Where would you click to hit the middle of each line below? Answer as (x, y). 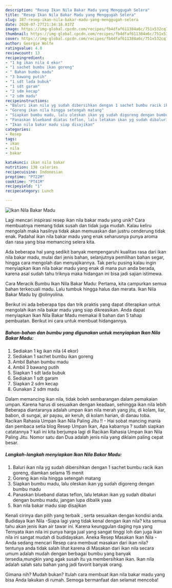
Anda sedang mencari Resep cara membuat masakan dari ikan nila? (77, 542)
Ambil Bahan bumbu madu (41, 362)
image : (12, 29)
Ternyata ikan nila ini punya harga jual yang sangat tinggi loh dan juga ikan (84, 532)
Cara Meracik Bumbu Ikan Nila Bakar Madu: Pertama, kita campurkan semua (86, 283)
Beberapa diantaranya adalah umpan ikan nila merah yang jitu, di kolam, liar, (85, 410)
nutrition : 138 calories (32, 167)
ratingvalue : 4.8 (24, 48)
